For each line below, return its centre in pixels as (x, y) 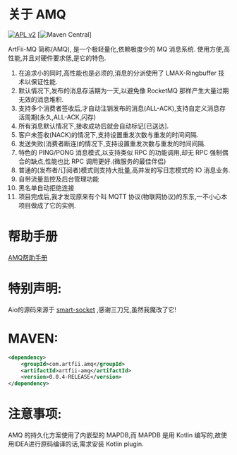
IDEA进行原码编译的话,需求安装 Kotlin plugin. (79, 444)
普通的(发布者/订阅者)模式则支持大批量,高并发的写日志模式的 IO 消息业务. (124, 170)
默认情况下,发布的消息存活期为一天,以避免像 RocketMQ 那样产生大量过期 (123, 90)
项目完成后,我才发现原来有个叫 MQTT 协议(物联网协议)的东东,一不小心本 (123, 196)
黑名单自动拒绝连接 (46, 187)
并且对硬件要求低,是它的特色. (64, 58)
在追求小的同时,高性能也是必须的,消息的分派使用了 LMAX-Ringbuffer (117, 73)
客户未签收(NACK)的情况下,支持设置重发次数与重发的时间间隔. (108, 134)
